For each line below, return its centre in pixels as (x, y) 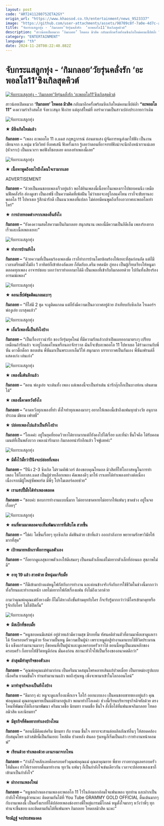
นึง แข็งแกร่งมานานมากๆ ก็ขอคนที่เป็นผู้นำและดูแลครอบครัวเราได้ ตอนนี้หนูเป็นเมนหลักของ (77, 645)
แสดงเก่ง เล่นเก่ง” (20, 355)
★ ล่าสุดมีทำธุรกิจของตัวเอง (28, 661)
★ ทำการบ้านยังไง (20, 249)
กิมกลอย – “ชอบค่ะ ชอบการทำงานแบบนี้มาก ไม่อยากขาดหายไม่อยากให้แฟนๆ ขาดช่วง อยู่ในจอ (79, 500)
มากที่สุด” (13, 540)
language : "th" (21, 41)
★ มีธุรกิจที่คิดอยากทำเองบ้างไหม (32, 721)
